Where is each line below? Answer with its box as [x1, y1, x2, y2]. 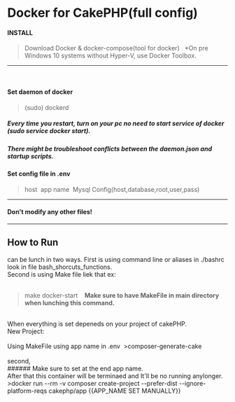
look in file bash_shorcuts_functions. [7, 263, 113, 271]
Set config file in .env [7, 169, 71, 178]
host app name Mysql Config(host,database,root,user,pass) [24, 185, 200, 193]
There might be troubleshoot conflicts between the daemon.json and [7, 144, 212, 153]
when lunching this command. [24, 298, 115, 307]
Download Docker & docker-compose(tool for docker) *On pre [24, 44, 208, 53]
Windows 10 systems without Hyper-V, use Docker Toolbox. [24, 51, 197, 60]
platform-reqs [7, 387, 48, 395]
